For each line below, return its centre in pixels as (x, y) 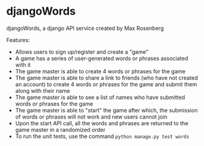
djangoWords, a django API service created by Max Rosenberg (85, 28)
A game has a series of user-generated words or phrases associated (101, 58)
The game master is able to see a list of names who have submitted (100, 97)
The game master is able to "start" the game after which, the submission (106, 110)
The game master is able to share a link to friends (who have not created (107, 78)
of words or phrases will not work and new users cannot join (91, 117)
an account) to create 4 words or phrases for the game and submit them (106, 84)
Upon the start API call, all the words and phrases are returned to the (102, 123)
